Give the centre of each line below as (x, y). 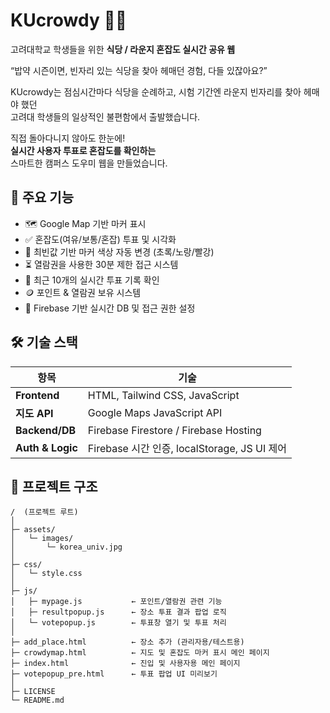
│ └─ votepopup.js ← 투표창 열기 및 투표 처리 (118, 623)
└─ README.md (37, 700)
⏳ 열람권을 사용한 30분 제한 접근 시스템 (101, 264)
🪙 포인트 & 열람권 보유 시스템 (83, 292)
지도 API (34, 413)
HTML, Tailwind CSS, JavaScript (163, 395)
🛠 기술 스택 (44, 342)
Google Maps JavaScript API (155, 412)
